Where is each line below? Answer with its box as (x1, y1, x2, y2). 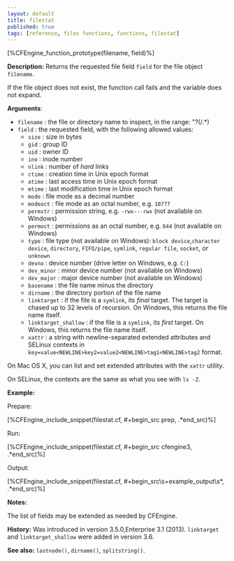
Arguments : (7, 104, 43, 112)
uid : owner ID (27, 147, 69, 156)
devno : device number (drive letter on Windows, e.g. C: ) (27, 259, 189, 268)
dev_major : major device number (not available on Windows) (27, 274, 203, 282)
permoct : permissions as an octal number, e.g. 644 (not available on (27, 221, 222, 231)
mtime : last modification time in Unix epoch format (27, 184, 173, 193)
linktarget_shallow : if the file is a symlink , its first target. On (27, 319, 204, 327)
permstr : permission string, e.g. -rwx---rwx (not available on (27, 207, 203, 215)
